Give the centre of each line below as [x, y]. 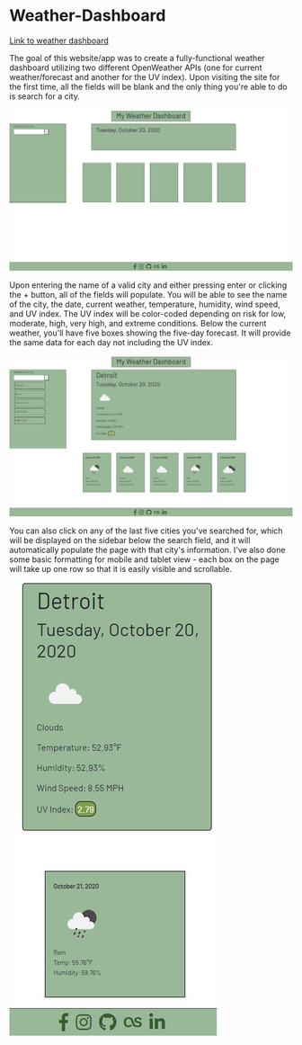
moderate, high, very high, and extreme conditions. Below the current [138, 323]
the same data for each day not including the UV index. [111, 342]
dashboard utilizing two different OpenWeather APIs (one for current [136, 67]
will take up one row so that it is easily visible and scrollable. [120, 568]
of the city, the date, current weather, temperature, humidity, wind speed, [145, 304]
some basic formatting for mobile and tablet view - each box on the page [145, 559]
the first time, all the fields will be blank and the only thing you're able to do [148, 86]
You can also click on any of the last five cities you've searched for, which [146, 531]
